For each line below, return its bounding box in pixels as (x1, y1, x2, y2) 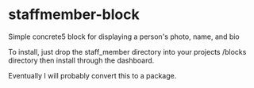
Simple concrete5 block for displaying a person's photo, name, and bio (8, 32, 240, 41)
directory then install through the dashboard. (8, 55, 155, 65)
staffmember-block (8, 6, 140, 24)
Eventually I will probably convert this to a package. (8, 71, 177, 80)
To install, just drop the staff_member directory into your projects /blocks (8, 47, 247, 56)
